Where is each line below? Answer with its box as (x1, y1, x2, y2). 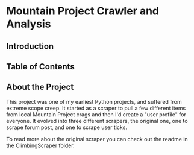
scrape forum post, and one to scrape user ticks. (6, 124, 128, 131)
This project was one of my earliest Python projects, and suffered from (6, 98, 182, 105)
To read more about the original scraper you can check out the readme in (6, 135, 188, 142)
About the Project (6, 82, 74, 92)
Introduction (6, 41, 54, 51)
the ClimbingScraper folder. (6, 142, 75, 149)
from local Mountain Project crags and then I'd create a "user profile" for (6, 110, 187, 118)
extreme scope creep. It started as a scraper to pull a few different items (6, 104, 186, 112)
